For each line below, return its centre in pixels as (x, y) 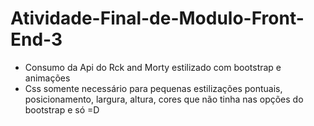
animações (47, 78)
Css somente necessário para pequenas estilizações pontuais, (153, 88)
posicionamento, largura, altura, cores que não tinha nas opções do (164, 99)
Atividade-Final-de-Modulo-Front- (157, 18)
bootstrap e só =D (62, 109)
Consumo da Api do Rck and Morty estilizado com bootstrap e (153, 67)
